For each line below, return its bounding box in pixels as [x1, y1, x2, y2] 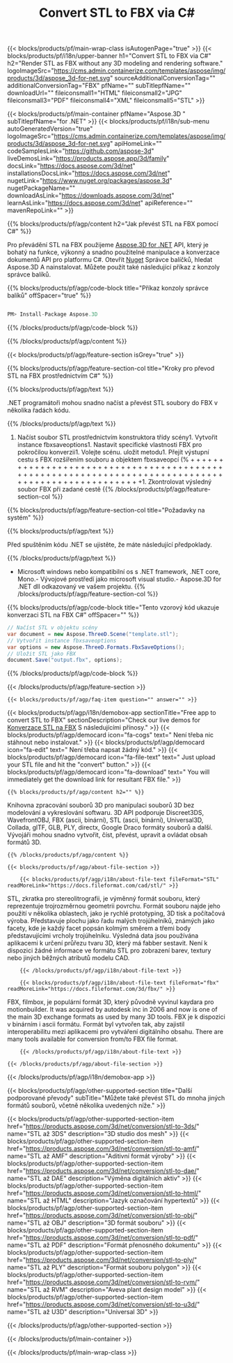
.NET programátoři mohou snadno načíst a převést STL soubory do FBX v [7, 399, 218, 407]
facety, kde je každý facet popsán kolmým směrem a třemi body [7, 924, 191, 933]
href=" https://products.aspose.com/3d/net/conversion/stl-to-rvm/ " [7, 1278, 200, 1286]
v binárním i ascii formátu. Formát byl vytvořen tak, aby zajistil [7, 1020, 185, 1029]
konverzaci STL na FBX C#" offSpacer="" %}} [7, 611, 140, 619]
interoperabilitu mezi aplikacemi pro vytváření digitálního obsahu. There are [7, 1028, 224, 1036]
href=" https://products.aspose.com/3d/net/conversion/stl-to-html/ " [7, 1189, 202, 1198]
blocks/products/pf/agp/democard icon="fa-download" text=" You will [7, 768, 210, 776]
